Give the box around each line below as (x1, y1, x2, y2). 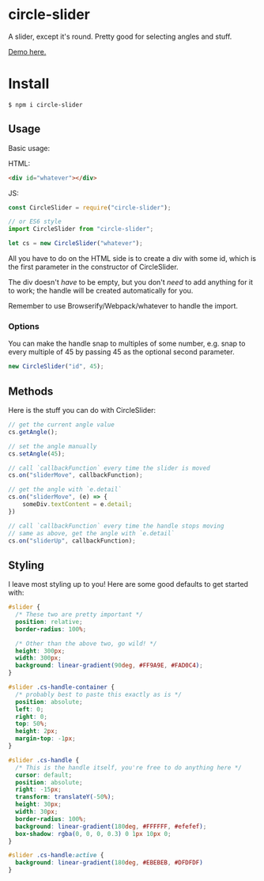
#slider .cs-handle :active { (8, 852, 104, 860)
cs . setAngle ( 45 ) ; (8, 449, 66, 458)
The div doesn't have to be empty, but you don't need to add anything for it (8, 278, 254, 287)
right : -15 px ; (15, 785, 62, 794)
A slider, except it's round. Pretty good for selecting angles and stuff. (8, 32, 232, 41)
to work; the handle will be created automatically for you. (8, 286, 194, 296)
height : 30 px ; (15, 800, 62, 808)
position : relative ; (15, 618, 83, 626)
